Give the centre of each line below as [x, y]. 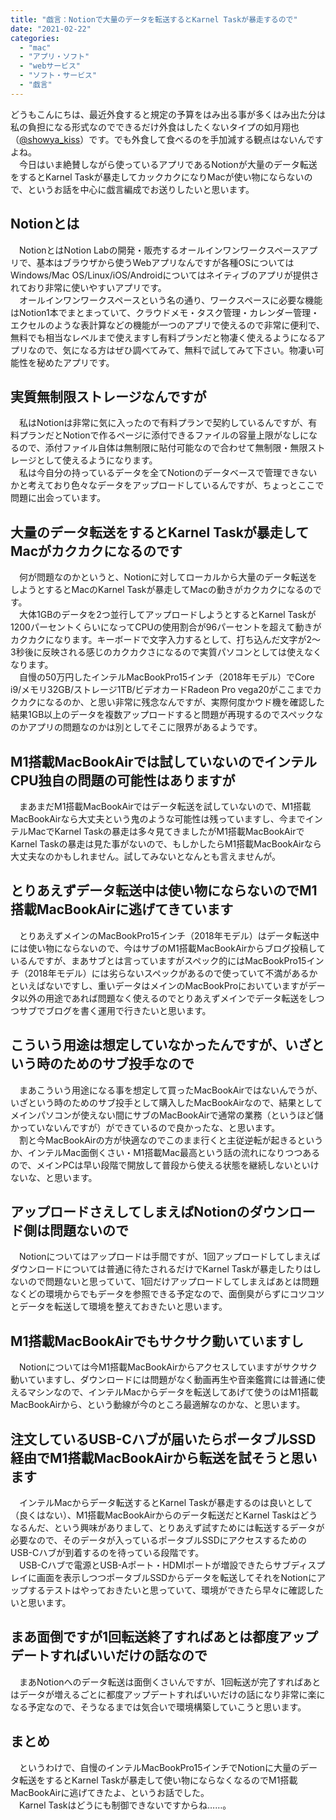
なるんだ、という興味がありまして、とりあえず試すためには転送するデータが [167, 1528]
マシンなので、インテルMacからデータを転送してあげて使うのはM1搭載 [173, 1392]
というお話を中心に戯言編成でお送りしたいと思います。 [141, 189]
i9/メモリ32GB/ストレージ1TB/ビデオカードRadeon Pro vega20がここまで [161, 690]
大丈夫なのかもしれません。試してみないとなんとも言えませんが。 [146, 856]
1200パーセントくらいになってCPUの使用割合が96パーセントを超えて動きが [166, 627]
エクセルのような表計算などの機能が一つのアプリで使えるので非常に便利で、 [168, 325]
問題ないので [89, 1231]
